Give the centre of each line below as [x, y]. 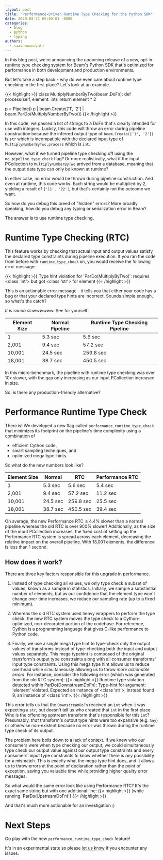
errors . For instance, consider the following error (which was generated [83, 674]
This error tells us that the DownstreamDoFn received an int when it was [75, 705]
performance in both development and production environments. [70, 70]
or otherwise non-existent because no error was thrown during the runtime [80, 726]
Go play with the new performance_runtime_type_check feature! [68, 839]
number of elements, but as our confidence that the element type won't [83, 594]
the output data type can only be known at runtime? [57, 169]
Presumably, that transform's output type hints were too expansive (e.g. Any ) [81, 720]
